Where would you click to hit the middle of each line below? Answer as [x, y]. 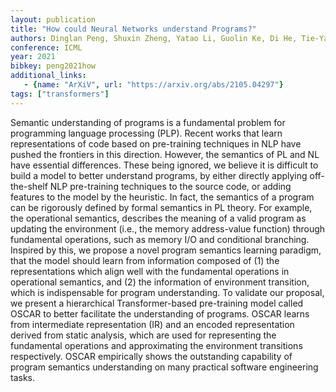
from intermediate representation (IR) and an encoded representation [152, 324]
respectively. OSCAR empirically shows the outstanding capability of [151, 356]
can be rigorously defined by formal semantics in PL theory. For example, [161, 207]
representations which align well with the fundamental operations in [150, 271]
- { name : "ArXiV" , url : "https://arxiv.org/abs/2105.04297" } [153, 85]
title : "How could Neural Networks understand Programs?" [133, 29]
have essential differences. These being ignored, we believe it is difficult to [164, 165]
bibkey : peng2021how [53, 66]
